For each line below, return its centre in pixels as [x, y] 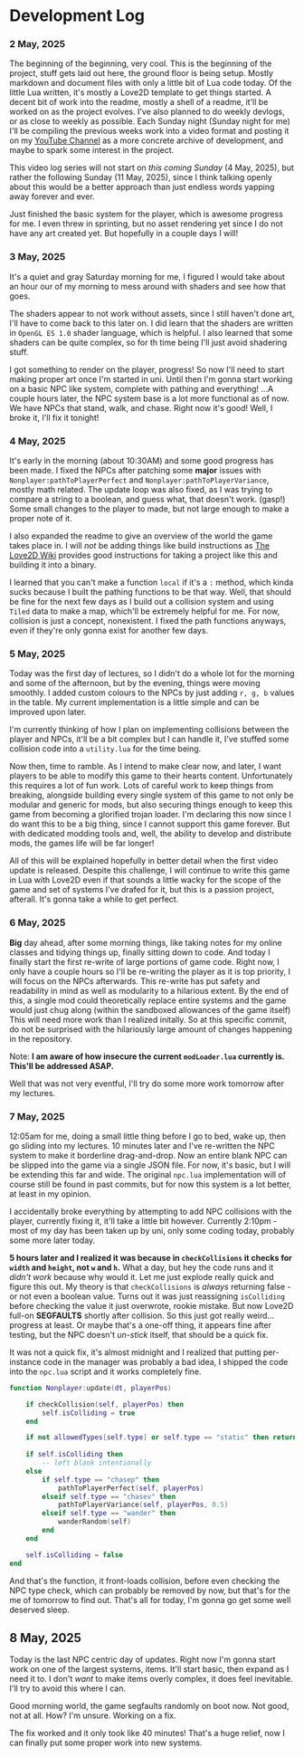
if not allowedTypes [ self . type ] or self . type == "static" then [147, 1437]
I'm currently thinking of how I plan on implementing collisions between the [149, 730]
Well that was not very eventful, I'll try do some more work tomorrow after [147, 1084]
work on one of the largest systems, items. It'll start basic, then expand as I [149, 1669]
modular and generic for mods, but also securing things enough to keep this [151, 805]
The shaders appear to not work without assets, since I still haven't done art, [152, 313]
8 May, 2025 [45, 1638]
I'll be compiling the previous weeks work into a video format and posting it [149, 131]
